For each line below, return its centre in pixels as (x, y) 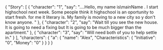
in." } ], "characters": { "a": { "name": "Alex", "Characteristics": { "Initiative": (81, 37)
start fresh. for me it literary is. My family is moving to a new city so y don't (80, 17)
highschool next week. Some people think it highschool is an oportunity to (80, 12)
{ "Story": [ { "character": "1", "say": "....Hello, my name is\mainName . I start (82, 7)
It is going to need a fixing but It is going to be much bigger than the (73, 27)
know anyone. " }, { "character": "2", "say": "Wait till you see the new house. (82, 22)
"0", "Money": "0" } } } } (29, 43)
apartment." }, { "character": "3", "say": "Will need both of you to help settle (81, 32)
